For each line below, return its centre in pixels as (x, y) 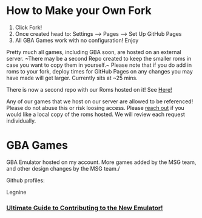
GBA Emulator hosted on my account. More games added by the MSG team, (101, 162)
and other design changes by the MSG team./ (63, 168)
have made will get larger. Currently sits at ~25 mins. (72, 78)
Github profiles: (26, 180)
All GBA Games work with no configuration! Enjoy (77, 40)
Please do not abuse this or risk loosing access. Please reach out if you (96, 107)
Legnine (16, 192)
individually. (21, 121)
